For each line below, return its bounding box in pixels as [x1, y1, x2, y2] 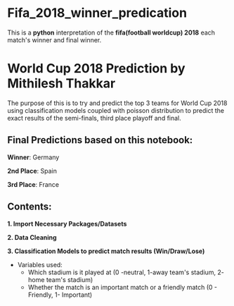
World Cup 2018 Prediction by [7, 61, 186, 77]
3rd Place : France [7, 180, 60, 188]
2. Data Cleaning [7, 233, 58, 241]
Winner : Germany [7, 153, 60, 161]
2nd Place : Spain [7, 166, 58, 175]
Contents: [7, 201, 52, 213]
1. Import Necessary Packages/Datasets [7, 219, 127, 228]
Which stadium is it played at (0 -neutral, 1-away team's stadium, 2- [27, 268, 225, 276]
